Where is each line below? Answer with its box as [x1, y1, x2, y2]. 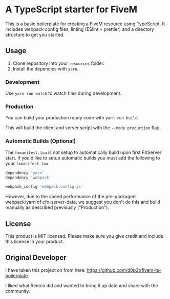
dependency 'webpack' [5, 175, 52, 180]
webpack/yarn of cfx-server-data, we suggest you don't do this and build [5, 199, 160, 205]
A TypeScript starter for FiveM [5, 4, 137, 15]
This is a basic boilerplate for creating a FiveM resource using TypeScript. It [5, 21, 165, 27]
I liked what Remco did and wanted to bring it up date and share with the [5, 282, 158, 289]
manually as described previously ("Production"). [5, 204, 109, 210]
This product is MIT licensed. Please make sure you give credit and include [5, 233, 164, 239]
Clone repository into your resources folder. [12, 60, 105, 66]
